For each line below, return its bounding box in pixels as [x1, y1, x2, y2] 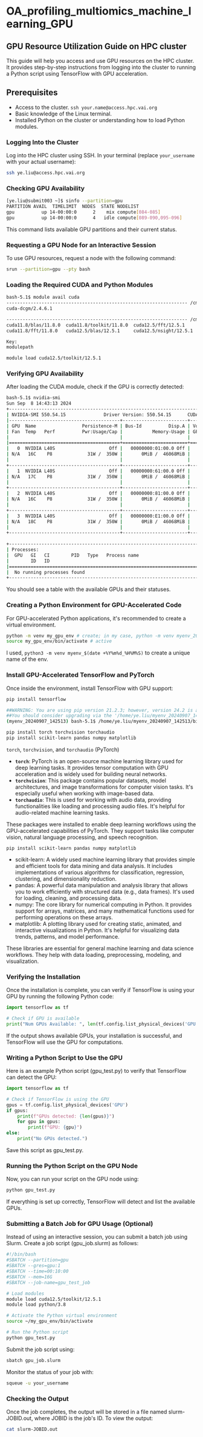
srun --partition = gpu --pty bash [6, 266, 91, 273]
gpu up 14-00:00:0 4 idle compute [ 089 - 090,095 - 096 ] [6, 215, 182, 221]
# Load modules [6, 1290, 45, 1297]
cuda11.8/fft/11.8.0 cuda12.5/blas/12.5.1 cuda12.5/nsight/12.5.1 [6, 328, 193, 334]
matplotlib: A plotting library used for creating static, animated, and [14, 920, 182, 927]
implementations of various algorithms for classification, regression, [14, 868, 185, 876]
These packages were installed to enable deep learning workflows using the [6, 821, 196, 828]
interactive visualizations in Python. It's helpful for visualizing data [14, 927, 180, 934]
